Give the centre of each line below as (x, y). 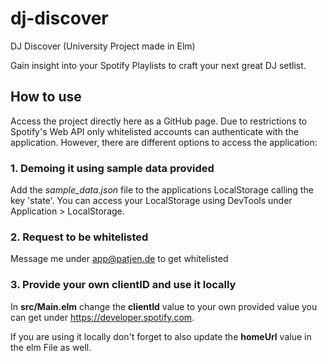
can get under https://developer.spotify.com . (102, 317)
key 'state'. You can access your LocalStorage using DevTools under (151, 201)
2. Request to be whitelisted (79, 237)
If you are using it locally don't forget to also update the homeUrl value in (161, 336)
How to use (46, 97)
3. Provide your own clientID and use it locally (123, 285)
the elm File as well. (51, 347)
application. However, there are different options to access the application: (164, 142)
